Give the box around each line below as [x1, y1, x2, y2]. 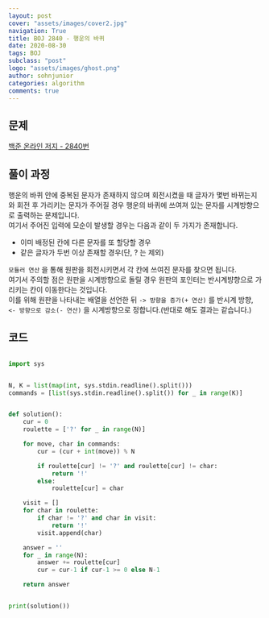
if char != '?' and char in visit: [37, 514, 157, 522]
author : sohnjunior [8, 72, 74, 80]
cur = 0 [23, 418, 48, 426]
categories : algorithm [8, 79, 85, 87]
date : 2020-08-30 [8, 42, 67, 50]
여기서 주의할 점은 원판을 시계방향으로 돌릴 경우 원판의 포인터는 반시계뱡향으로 [8, 275, 254, 284]
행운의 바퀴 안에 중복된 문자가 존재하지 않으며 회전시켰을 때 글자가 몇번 [8, 190, 230, 200]
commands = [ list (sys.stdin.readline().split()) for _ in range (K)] [8, 388, 243, 397]
